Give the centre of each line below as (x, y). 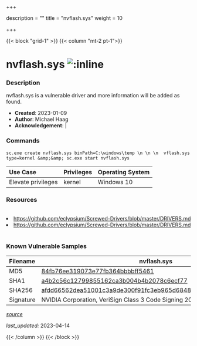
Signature (23, 300)
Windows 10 (115, 182)
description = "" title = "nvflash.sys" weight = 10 (64, 18)
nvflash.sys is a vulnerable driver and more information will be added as (93, 96)
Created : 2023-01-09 (41, 113)
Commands (23, 141)
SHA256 (21, 290)
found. (14, 102)
